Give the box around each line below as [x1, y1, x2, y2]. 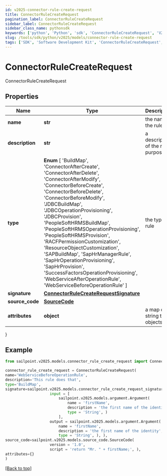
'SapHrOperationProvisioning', [44, 257, 115, 264]
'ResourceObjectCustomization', [44, 244, 120, 251]
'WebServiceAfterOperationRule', [44, 275, 121, 282]
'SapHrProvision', [44, 263, 84, 270]
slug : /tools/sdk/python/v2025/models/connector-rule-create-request [5, 35, 153, 40]
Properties [5, 92, 39, 101]
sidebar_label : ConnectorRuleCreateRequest [5, 21, 97, 26]
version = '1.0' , [49, 443, 85, 448]
